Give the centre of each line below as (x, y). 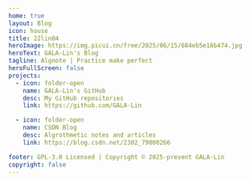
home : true (27, 16)
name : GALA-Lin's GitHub (64, 90)
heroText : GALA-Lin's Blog (53, 53)
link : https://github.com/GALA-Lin (82, 105)
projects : (25, 76)
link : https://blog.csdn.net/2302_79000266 (97, 142)
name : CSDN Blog (50, 128)
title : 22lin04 (34, 38)
